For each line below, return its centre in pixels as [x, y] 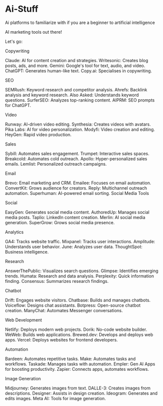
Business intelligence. [27, 252]
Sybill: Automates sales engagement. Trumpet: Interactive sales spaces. [77, 153]
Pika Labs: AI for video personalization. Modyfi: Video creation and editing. [80, 129]
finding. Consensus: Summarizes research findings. [57, 281]
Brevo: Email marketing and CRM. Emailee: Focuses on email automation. [78, 183]
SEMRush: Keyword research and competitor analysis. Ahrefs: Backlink [76, 89]
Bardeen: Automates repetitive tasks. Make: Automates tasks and [71, 359]
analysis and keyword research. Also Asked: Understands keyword [72, 95]
